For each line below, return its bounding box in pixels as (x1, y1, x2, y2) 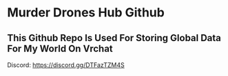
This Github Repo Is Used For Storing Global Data (7, 32, 222, 44)
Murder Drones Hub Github (7, 5, 165, 21)
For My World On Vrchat (7, 42, 114, 54)
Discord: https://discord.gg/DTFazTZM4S (7, 61, 125, 69)
